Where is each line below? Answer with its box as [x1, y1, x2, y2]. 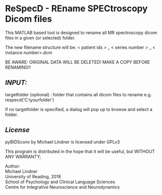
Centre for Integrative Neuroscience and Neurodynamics [5, 184, 120, 190]
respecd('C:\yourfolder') [5, 97, 54, 103]
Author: [5, 163, 21, 169]
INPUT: [5, 79, 27, 87]
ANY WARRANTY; [5, 153, 41, 160]
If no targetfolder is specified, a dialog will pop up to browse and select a [5, 106, 153, 112]
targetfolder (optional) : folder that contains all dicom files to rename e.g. [5, 91, 152, 97]
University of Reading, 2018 [5, 173, 61, 179]
